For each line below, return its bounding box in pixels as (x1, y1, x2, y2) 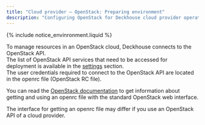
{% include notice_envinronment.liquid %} (6, 31, 112, 38)
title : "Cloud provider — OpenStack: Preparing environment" (6, 8, 165, 15)
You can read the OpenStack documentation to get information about (6, 87, 180, 94)
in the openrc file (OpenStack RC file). (6, 75, 102, 83)
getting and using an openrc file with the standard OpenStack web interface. (6, 93, 199, 101)
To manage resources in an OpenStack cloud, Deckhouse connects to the (6, 43, 192, 50)
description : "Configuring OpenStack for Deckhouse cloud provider (6, 15, 182, 21)
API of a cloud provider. (6, 112, 66, 119)
